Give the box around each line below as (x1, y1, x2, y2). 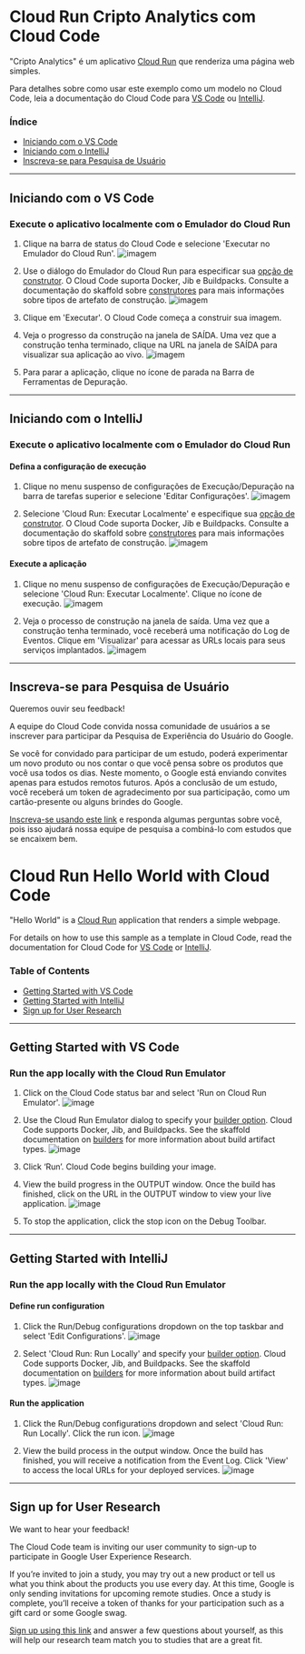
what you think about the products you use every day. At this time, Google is (9, 1578, 295, 1589)
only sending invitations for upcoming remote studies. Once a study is (9, 1588, 271, 1599)
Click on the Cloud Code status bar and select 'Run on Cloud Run (22, 1088, 267, 1098)
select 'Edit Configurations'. (22, 1330, 127, 1341)
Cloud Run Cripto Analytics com (9, 6, 256, 27)
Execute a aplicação (9, 558, 87, 569)
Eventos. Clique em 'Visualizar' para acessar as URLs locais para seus (22, 635, 286, 646)
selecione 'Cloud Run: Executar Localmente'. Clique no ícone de (22, 588, 262, 599)
